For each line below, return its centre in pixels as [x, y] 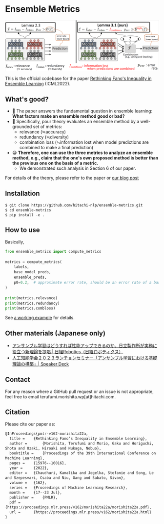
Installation [22, 193]
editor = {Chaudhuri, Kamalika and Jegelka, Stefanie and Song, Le [82, 473]
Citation [18, 412]
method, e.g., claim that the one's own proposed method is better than [85, 158]
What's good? [27, 99]
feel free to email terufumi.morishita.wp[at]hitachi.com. [61, 396]
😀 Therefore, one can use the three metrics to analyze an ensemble [82, 153]
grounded [22, 127]
